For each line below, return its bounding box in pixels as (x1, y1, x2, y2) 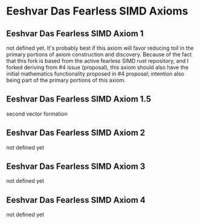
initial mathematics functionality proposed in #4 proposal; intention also (6, 70, 184, 77)
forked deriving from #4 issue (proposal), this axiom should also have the (6, 64, 189, 71)
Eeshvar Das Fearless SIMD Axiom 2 (6, 128, 146, 138)
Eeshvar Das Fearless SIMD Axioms (6, 4, 189, 18)
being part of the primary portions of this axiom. (6, 77, 126, 84)
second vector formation (6, 110, 68, 117)
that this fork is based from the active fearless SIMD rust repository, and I (6, 58, 189, 64)
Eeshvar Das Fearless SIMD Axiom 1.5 (6, 94, 152, 104)
